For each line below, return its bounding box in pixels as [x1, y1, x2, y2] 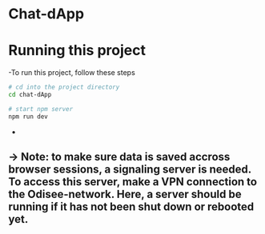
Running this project [8, 42, 147, 60]
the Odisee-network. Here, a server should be [8, 188, 242, 201]
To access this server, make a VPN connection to [8, 175, 258, 188]
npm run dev [8, 113, 48, 121]
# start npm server [8, 105, 74, 113]
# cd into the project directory [8, 83, 120, 92]
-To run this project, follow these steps [8, 68, 136, 77]
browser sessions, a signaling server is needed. [8, 163, 252, 176]
